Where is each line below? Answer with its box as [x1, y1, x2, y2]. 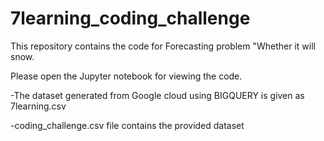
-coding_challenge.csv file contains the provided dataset [10, 119, 245, 131]
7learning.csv [10, 100, 67, 112]
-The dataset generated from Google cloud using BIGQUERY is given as [10, 89, 305, 101]
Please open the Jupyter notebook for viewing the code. [10, 70, 243, 82]
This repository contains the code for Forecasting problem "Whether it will [10, 40, 316, 52]
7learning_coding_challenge [10, 7, 251, 30]
